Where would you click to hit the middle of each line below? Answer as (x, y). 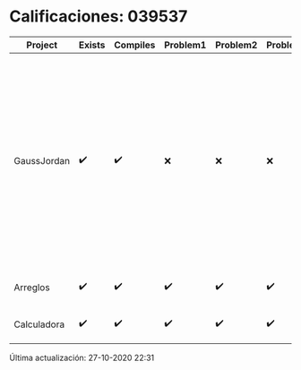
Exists (92, 45)
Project (42, 45)
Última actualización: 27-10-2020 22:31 (82, 357)
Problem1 (185, 45)
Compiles (135, 45)
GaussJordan (42, 160)
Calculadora (39, 324)
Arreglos (32, 287)
